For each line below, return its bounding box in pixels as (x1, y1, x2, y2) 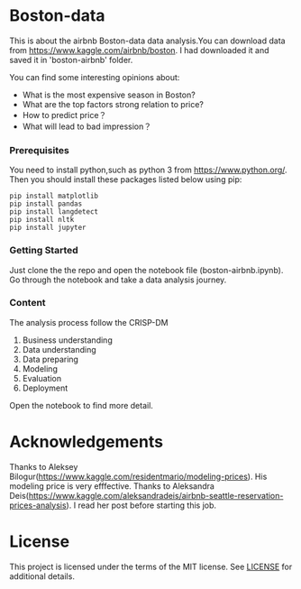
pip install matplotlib (9, 191, 99, 201)
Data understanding (22, 344, 96, 354)
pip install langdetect (9, 207, 99, 216)
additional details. (9, 570, 75, 582)
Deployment (22, 382, 68, 393)
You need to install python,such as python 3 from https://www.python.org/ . (9, 164, 287, 176)
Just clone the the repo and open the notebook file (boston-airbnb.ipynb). (9, 264, 284, 275)
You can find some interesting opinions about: (9, 71, 180, 82)
